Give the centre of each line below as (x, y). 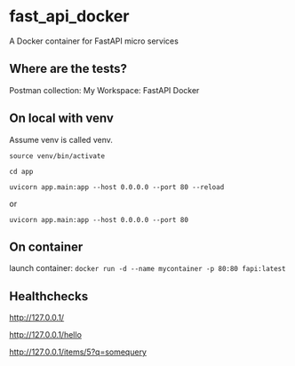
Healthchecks (49, 296)
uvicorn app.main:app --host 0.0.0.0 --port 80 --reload (117, 187)
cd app (21, 171)
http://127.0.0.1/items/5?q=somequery (78, 352)
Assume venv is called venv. (61, 139)
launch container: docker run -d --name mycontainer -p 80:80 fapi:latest (147, 268)
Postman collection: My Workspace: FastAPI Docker (104, 90)
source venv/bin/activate (57, 156)
